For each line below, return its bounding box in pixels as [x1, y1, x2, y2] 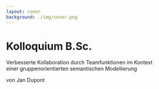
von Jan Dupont [6, 77, 45, 84]
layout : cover [6, 8, 41, 15]
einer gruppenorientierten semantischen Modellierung [6, 65, 137, 72]
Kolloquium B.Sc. [6, 39, 92, 53]
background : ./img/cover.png [6, 14, 78, 20]
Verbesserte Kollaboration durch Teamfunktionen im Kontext [6, 59, 153, 66]
